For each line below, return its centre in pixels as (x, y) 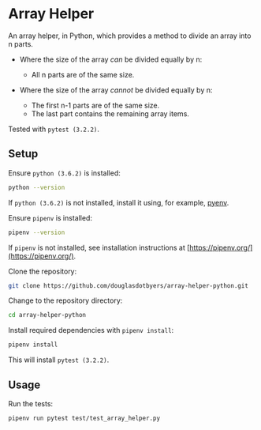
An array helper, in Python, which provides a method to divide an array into (130, 36)
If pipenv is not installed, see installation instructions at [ (99, 247)
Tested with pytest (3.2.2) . (54, 129)
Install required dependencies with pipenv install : (91, 330)
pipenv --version (37, 232)
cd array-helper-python (47, 315)
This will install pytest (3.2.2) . (59, 360)
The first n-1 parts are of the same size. (95, 105)
